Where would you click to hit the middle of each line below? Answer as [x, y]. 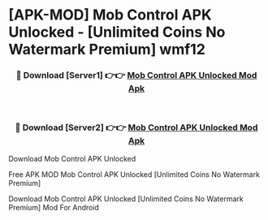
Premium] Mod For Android [54, 207]
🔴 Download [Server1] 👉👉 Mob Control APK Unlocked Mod [136, 75]
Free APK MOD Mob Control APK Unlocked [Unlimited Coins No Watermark [134, 174]
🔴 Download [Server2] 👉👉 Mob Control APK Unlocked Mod [136, 127]
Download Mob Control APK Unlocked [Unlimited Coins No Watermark [126, 198]
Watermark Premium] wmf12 [107, 50]
